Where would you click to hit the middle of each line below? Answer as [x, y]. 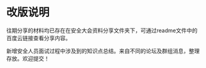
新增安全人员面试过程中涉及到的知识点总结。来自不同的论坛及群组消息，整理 [103, 51]
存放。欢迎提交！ [28, 58]
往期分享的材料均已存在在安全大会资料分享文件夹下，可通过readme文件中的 [102, 30]
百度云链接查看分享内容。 [39, 38]
